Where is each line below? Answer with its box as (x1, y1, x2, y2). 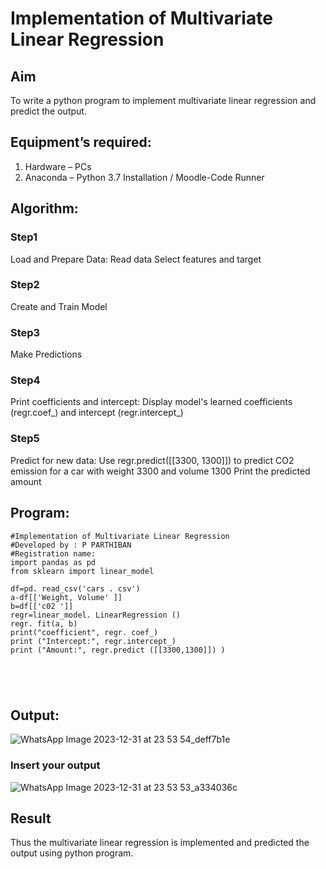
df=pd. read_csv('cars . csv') (10, 583, 141, 594)
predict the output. (10, 105, 87, 117)
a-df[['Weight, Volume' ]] (10, 592, 123, 602)
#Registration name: (10, 548, 97, 559)
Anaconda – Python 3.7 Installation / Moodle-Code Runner (24, 171, 265, 183)
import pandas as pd (10, 557, 97, 567)
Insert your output (10, 758, 101, 772)
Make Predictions (10, 348, 83, 361)
